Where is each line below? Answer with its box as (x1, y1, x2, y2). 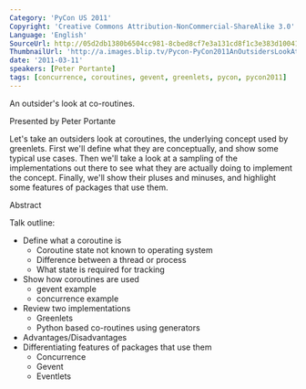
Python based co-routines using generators (36, 321, 200, 333)
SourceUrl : (9, 38, 51, 48)
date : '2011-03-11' (9, 56, 84, 65)
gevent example (36, 283, 97, 294)
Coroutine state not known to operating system (36, 244, 213, 256)
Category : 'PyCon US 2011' (9, 13, 112, 23)
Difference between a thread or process (36, 254, 187, 265)
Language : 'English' (9, 30, 88, 39)
